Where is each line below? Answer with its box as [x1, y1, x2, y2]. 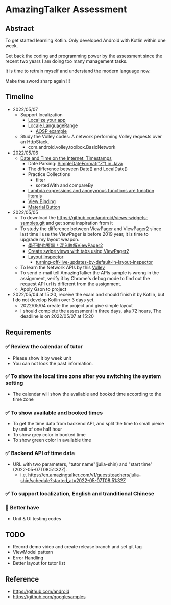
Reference [5, 575, 39, 584]
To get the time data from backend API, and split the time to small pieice [12, 421, 164, 427]
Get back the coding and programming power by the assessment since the [5, 53, 162, 59]
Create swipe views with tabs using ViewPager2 [28, 248, 129, 254]
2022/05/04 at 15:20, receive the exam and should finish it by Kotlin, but [12, 291, 165, 297]
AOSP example [35, 128, 67, 134]
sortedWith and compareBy [35, 182, 93, 188]
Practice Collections [28, 171, 70, 177]
